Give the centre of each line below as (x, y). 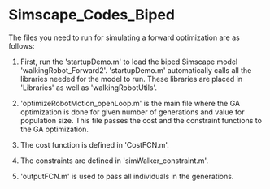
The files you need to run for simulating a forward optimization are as (124, 37)
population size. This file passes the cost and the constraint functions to (141, 120)
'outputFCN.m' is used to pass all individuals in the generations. (127, 176)
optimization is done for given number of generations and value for (132, 112)
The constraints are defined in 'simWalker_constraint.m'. (114, 161)
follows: (22, 45)
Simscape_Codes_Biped (91, 15)
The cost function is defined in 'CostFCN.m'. (94, 144)
